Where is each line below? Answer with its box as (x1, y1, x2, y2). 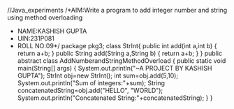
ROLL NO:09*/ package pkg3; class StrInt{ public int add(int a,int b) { (17, 42, 217, 50)
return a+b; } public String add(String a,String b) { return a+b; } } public (17, 49, 222, 57)
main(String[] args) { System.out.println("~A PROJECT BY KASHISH (17, 64, 212, 72)
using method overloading (7, 13, 83, 22)
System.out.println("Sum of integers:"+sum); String (17, 79, 166, 87)
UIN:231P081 (17, 34, 54, 43)
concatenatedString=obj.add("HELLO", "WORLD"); (17, 87, 163, 94)
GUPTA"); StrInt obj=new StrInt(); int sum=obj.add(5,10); (17, 71, 179, 80)
